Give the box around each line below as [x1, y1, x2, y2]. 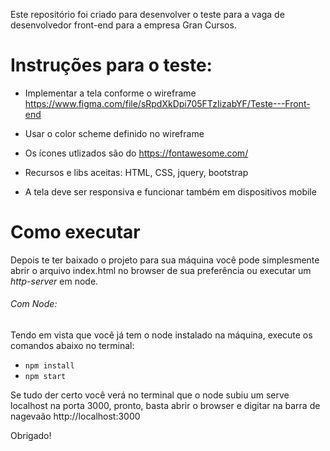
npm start [24, 372, 67, 382]
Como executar [10, 221, 141, 244]
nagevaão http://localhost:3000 [10, 410, 141, 423]
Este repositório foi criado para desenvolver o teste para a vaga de [10, 9, 285, 20]
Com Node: [10, 298, 58, 310]
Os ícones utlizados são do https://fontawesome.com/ [24, 147, 249, 159]
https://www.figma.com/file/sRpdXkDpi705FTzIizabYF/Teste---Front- [24, 97, 311, 109]
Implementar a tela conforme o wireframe [24, 87, 197, 99]
